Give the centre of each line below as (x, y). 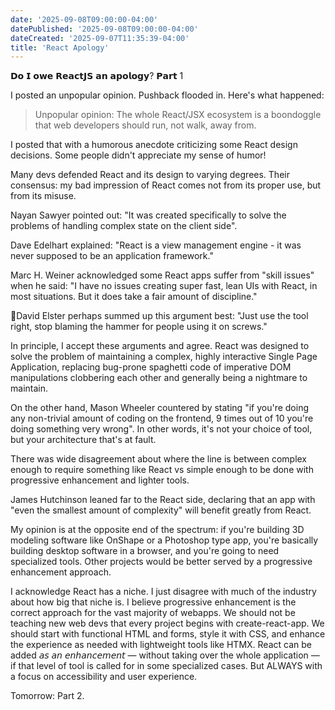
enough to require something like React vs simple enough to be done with (162, 470)
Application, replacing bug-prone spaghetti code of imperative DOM (151, 367)
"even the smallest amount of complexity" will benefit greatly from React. (161, 510)
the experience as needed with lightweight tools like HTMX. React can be (161, 645)
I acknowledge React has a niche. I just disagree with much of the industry (163, 592)
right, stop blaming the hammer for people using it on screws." (139, 327)
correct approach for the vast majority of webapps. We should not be (153, 613)
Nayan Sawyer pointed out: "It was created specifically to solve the (148, 215)
